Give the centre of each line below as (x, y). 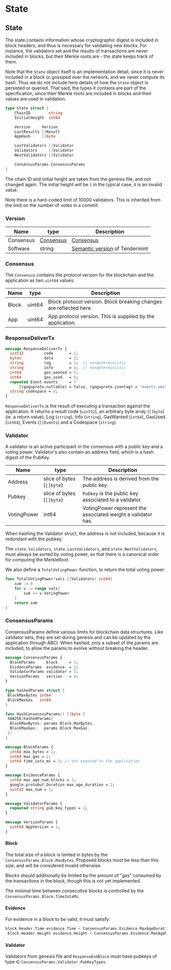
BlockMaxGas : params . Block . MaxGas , (50, 728)
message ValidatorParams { (34, 803)
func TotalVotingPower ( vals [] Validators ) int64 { (59, 579)
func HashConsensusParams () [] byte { (45, 714)
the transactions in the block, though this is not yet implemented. (73, 881)
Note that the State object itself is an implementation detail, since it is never (84, 72)
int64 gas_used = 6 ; (44, 377)
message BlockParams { (29, 747)
